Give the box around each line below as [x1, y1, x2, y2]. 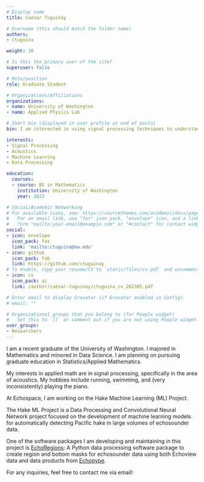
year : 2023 [17, 193, 45, 199]
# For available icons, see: [6, 210, 80, 216]
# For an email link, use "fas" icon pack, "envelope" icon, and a [6, 216, 186, 222]
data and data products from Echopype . [6, 456, 106, 464]
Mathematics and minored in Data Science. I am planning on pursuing [6, 351, 180, 358]
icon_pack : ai [12, 278, 47, 284]
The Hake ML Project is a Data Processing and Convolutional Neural [6, 406, 176, 413]
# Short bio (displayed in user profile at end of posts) [6, 120, 156, 127]
